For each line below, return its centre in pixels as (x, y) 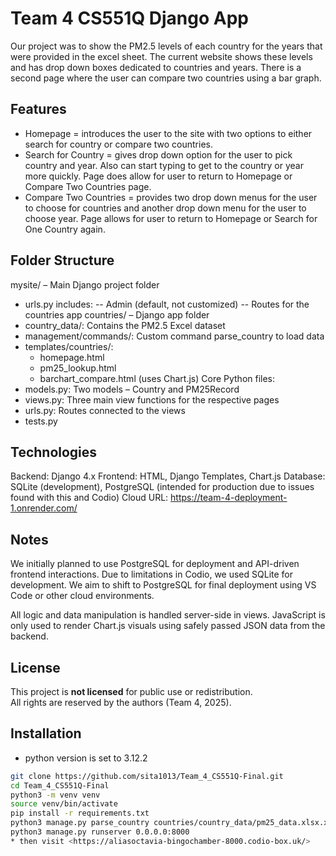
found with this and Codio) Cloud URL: (89, 498)
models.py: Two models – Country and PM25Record (132, 389)
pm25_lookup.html (78, 368)
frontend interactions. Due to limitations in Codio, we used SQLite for (151, 574)
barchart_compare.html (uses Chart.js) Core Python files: (157, 378)
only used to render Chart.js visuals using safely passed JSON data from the (168, 626)
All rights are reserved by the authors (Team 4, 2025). (121, 702)
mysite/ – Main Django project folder (85, 284)
